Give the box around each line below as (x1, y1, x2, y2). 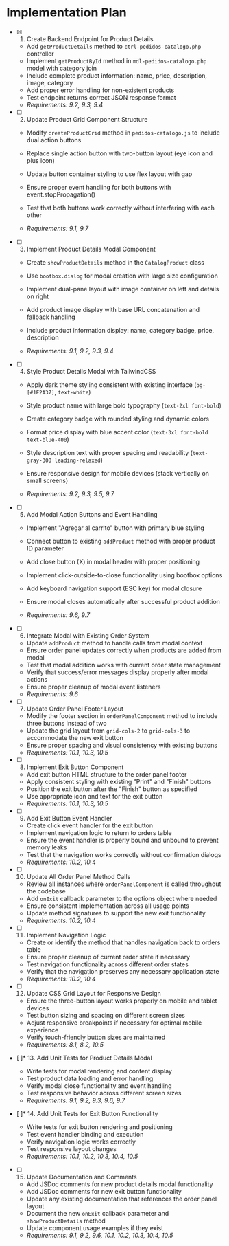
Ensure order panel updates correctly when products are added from (26, 646, 222, 654)
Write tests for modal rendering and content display (26, 1067, 173, 1075)
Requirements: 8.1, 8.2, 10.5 (26, 1040, 104, 1049)
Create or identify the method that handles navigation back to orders (26, 938, 221, 946)
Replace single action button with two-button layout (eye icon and (26, 149, 213, 157)
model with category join (26, 64, 97, 72)
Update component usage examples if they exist (26, 1223, 164, 1232)
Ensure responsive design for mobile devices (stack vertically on (26, 469, 210, 477)
